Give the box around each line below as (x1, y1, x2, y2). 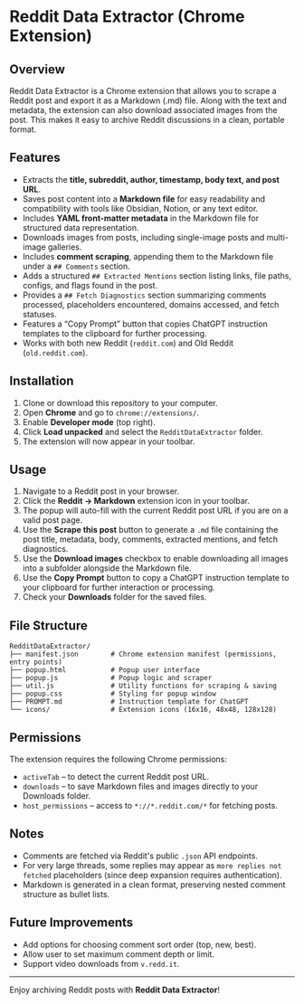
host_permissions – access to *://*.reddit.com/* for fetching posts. (22, 800, 278, 811)
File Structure (9, 618, 88, 633)
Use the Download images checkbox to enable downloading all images (22, 554, 289, 564)
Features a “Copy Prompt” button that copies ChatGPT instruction (22, 318, 269, 329)
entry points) (9, 658, 63, 667)
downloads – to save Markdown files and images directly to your (22, 781, 259, 792)
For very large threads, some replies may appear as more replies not (22, 859, 282, 870)
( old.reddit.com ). (22, 346, 89, 358)
